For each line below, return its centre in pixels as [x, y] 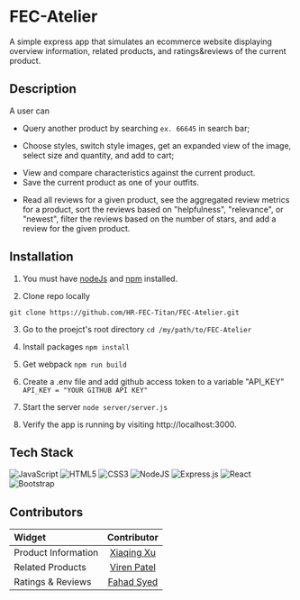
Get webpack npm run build [75, 364]
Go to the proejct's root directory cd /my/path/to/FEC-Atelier [137, 329]
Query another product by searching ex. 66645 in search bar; [136, 128]
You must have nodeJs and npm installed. [100, 278]
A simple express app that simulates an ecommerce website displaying [141, 41]
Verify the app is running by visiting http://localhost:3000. [129, 424]
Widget [30, 538]
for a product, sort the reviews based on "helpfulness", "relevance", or [153, 209]
